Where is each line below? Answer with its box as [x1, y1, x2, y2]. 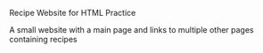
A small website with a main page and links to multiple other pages [9, 25, 254, 34]
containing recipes [9, 34, 78, 44]
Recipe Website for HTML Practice [9, 8, 136, 18]
